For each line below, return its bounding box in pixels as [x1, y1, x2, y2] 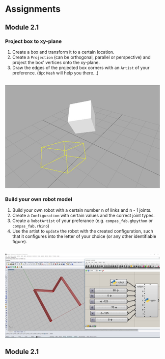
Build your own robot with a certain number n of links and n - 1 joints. [12, 207, 152, 213]
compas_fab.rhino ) [12, 223, 50, 228]
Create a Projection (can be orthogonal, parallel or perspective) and [12, 54, 151, 60]
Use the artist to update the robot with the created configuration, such [12, 228, 154, 234]
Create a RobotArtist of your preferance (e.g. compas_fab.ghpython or [12, 218, 153, 224]
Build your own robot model [5, 196, 73, 203]
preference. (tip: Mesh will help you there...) [12, 70, 99, 76]
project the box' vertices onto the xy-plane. [12, 59, 100, 65]
